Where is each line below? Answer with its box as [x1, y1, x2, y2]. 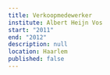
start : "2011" [8, 26, 55, 34]
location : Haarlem [8, 48, 68, 55]
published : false [8, 55, 65, 63]
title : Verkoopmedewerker [8, 11, 92, 20]
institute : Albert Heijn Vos [8, 19, 103, 27]
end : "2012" [8, 33, 47, 41]
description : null [8, 41, 68, 48]
